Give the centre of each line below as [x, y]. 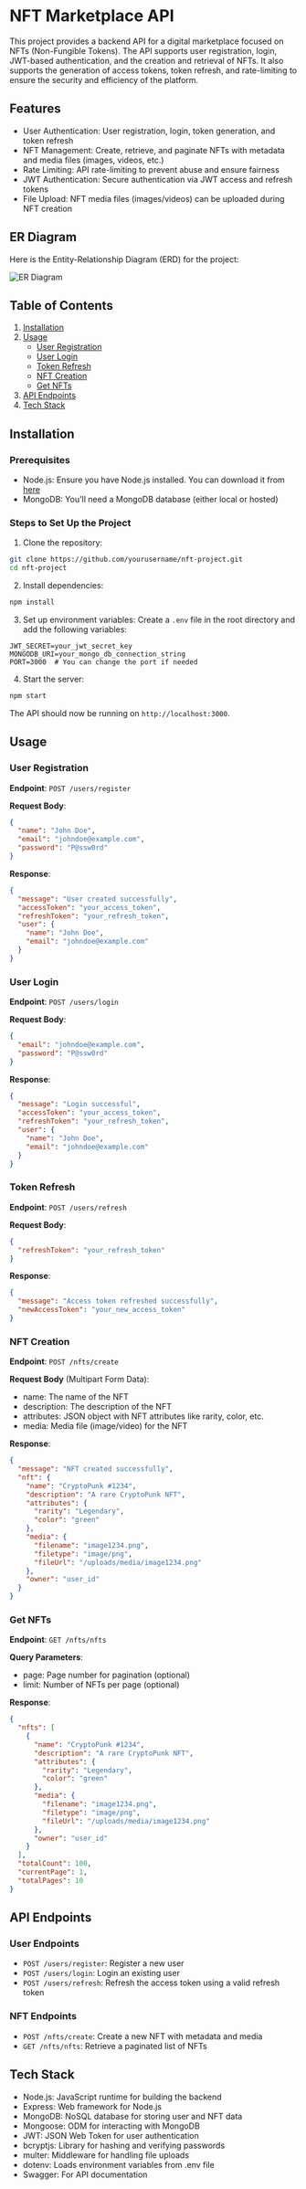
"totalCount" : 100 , [55, 1864]
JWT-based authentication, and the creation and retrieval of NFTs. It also [147, 60]
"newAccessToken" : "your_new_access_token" [101, 1310]
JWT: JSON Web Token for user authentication [111, 2135]
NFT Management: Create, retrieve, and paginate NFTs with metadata [153, 150]
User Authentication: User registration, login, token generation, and [149, 131]
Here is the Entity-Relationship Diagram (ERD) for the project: [124, 259]
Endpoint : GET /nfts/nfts [58, 1640]
